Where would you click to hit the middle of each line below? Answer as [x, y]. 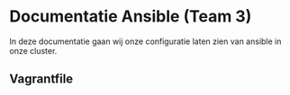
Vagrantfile [41, 79]
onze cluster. [33, 50]
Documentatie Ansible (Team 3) [131, 17]
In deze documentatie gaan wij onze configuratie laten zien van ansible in [145, 41]
